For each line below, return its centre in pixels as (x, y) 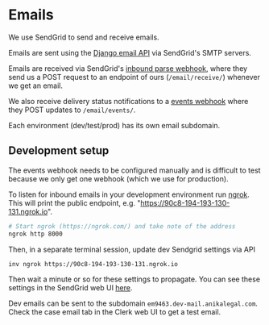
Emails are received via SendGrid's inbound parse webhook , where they (128, 68)
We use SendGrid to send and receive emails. (84, 37)
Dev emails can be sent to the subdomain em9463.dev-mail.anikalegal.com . (133, 303)
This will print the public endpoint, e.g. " (74, 202)
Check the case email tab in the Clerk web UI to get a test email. (115, 311)
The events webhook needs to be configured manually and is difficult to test (134, 170)
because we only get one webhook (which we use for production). (118, 178)
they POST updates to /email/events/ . (72, 110)
